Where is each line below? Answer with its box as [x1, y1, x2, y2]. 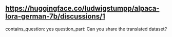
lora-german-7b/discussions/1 [5, 12, 105, 21]
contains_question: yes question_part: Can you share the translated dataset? [5, 26, 167, 32]
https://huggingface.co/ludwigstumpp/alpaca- [5, 4, 160, 13]
